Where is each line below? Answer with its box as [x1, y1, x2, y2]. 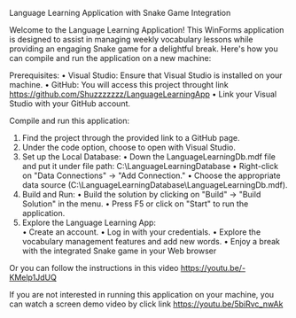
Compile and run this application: [9, 115, 130, 126]
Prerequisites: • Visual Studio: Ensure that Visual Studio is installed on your [9, 70, 283, 81]
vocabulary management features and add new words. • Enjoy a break [21, 237, 281, 246]
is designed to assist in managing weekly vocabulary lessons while [9, 35, 253, 44]
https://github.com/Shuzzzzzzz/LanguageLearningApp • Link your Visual [9, 89, 277, 99]
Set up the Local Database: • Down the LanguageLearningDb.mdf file [21, 151, 277, 162]
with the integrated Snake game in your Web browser [21, 245, 217, 256]
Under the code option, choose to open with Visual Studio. [21, 142, 237, 152]
